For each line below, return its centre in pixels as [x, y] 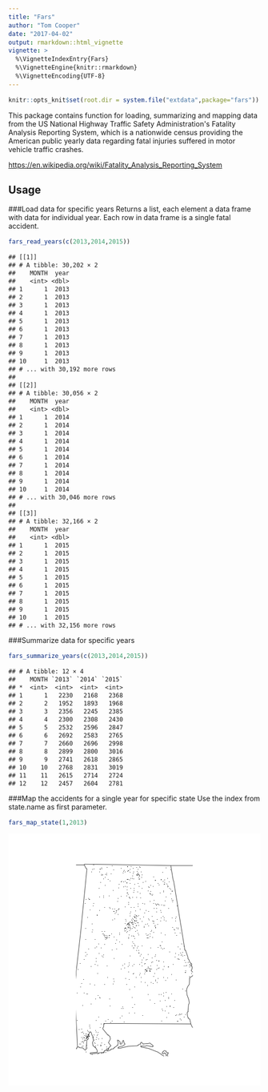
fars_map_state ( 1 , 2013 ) [48, 823]
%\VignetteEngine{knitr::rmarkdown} [76, 68]
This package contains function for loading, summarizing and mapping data [133, 115]
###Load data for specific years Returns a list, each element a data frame [130, 209]
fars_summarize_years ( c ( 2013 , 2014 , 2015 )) [78, 656]
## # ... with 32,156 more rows [62, 626]
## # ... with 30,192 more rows [62, 369]
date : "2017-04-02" [41, 34]
